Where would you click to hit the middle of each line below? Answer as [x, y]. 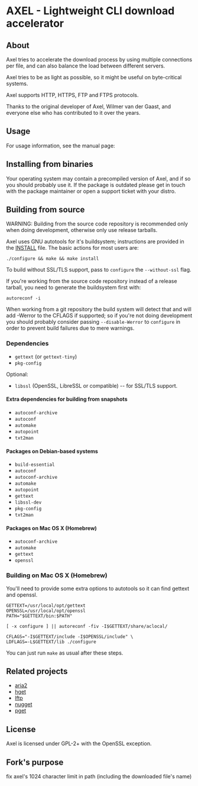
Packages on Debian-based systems [52, 451]
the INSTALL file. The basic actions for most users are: [72, 248]
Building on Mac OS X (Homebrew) [57, 575]
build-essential [35, 465]
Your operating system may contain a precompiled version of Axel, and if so [98, 178]
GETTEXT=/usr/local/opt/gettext [46, 605]
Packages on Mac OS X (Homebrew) [52, 528]
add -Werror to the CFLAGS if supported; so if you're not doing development [99, 315]
